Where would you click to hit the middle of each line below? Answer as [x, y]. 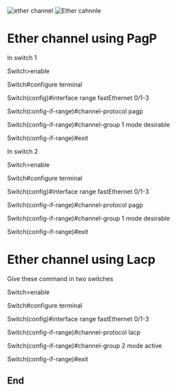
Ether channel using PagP [82, 39]
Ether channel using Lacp [82, 260]
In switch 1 [22, 57]
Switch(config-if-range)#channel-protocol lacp [74, 332]
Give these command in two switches [60, 278]
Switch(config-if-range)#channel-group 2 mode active [85, 345]
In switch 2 [23, 151]
